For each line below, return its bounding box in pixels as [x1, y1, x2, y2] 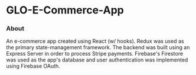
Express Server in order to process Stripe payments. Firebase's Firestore [6, 50, 184, 57]
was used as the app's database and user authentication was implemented [6, 56, 188, 63]
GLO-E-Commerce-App [6, 4, 124, 17]
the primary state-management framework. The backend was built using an [6, 44, 190, 51]
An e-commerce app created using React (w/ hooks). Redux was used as [6, 37, 184, 45]
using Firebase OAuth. [6, 63, 60, 70]
